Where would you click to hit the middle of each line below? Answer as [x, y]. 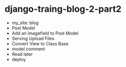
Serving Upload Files [33, 38]
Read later [22, 54]
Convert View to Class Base [40, 43]
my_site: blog [25, 23]
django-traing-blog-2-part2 [63, 9]
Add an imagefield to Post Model [45, 33]
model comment [28, 49]
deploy [19, 59]
